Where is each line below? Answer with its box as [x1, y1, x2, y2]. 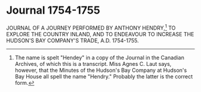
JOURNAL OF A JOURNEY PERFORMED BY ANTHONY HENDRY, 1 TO [6, 23, 176, 31]
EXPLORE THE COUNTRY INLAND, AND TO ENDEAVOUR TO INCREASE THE [6, 30, 194, 37]
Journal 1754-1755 [6, 4, 100, 17]
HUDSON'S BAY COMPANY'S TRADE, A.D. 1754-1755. [6, 37, 139, 44]
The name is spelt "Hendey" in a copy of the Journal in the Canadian [14, 54, 184, 61]
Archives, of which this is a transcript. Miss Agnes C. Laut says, [14, 60, 172, 67]
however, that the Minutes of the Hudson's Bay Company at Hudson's [14, 66, 187, 74]
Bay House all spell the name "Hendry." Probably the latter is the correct [14, 72, 193, 80]
